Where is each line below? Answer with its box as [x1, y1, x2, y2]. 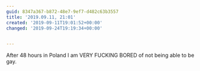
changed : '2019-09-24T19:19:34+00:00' [6, 25, 103, 31]
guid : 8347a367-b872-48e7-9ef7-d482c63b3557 [6, 8, 119, 15]
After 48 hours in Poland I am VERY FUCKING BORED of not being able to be [6, 51, 195, 59]
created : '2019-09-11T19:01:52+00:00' [6, 20, 103, 25]
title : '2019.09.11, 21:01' [6, 14, 76, 20]
